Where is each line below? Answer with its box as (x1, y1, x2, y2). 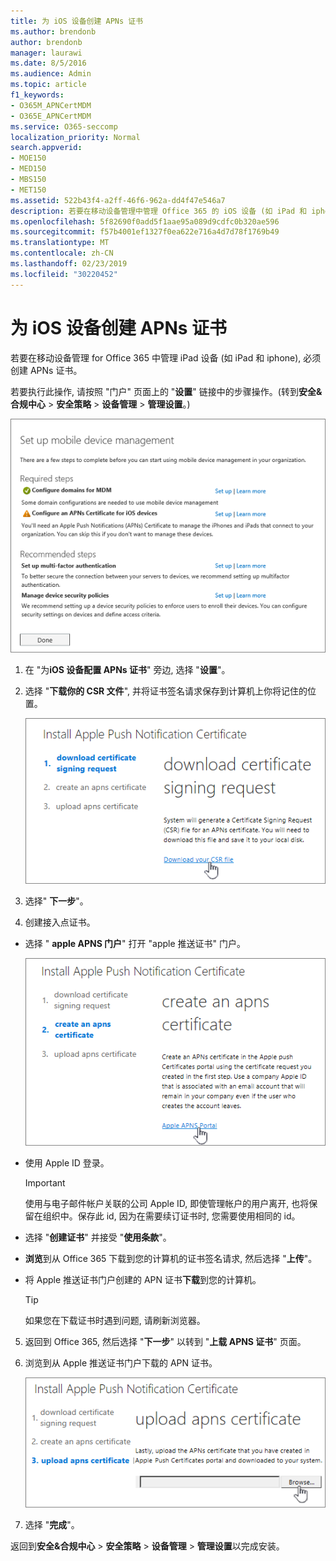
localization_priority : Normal (10, 132, 141, 142)
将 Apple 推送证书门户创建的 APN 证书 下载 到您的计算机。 (24, 1273, 262, 1285)
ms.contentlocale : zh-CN (10, 248, 114, 259)
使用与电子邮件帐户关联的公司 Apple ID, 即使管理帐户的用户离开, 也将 (24, 1197, 310, 1209)
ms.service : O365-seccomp (10, 121, 118, 132)
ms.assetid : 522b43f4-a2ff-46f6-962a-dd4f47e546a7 (10, 195, 226, 205)
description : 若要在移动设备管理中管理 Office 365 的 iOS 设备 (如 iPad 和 (10, 206, 308, 216)
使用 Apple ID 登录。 (24, 1156, 110, 1169)
